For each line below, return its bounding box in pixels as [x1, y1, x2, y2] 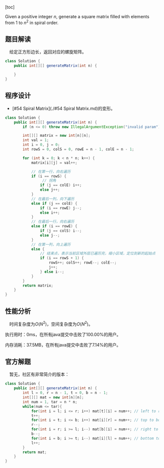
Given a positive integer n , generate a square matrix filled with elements [5, 14, 150, 19]
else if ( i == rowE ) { [31, 224, 78, 229]
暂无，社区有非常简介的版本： [9, 371, 69, 377]
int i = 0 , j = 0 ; [22, 142, 60, 148]
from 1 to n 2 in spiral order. [5, 19, 59, 25]
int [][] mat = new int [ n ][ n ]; [22, 395, 84, 400]
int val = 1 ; [22, 138, 49, 143]
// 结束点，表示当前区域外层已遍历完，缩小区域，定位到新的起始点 [40, 251, 156, 256]
